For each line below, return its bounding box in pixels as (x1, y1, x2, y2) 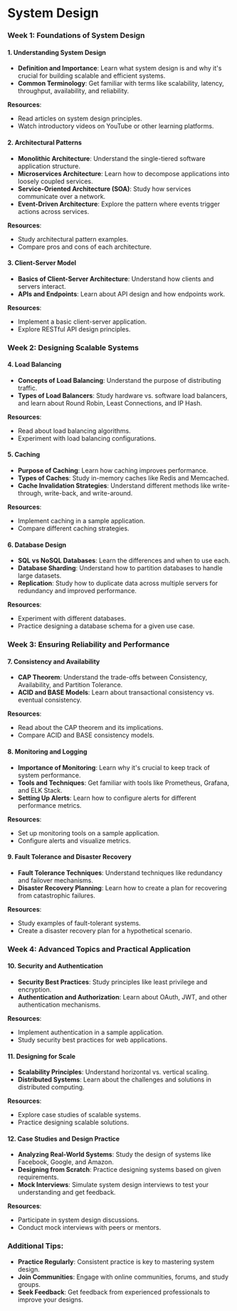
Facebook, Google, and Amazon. (17, 1158, 114, 1166)
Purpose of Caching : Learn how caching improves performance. (17, 466, 209, 475)
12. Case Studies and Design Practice (7, 1134, 120, 1143)
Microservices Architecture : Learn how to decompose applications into (17, 169, 230, 178)
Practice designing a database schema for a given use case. (17, 622, 195, 630)
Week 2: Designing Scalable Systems (7, 342, 139, 352)
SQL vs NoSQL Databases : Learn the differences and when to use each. (17, 556, 231, 565)
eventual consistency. (17, 696, 82, 704)
